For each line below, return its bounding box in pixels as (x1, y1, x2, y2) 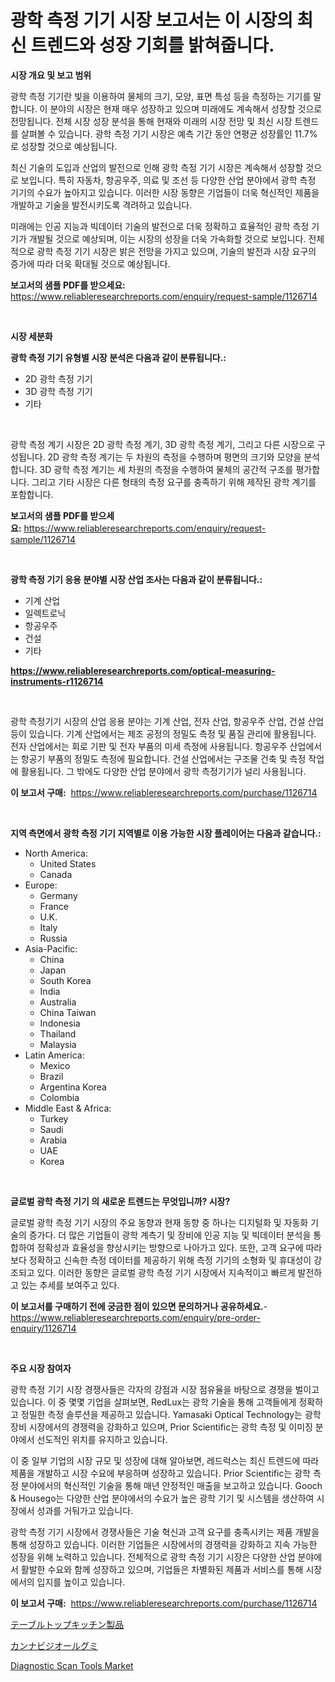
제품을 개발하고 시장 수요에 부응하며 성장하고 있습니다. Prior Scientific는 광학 (10, 1467, 311, 1479)
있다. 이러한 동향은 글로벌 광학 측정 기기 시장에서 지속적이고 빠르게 (36, 1266, 296, 1278)
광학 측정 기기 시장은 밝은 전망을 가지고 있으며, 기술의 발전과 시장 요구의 (36, 245, 317, 257)
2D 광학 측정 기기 (24, 372, 93, 385)
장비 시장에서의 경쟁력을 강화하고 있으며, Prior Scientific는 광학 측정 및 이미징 (10, 1421, 313, 1433)
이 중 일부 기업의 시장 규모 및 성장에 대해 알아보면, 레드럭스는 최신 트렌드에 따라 (10, 1454, 320, 1466)
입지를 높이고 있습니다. (36, 1576, 126, 1588)
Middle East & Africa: (24, 1102, 112, 1114)
